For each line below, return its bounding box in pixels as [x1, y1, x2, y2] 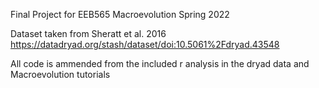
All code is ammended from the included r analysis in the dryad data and [10, 58, 310, 69]
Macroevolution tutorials [10, 69, 111, 80]
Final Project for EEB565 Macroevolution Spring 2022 [10, 9, 230, 20]
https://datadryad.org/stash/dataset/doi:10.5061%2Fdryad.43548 [10, 39, 280, 50]
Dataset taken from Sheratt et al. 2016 [10, 28, 167, 39]
